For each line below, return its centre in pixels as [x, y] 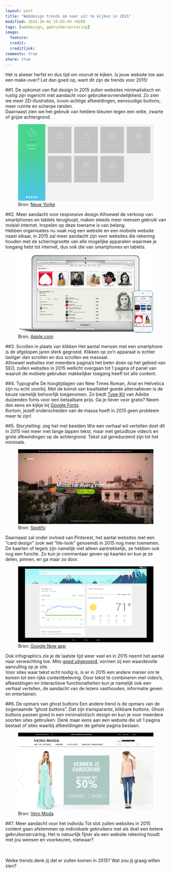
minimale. [16, 442]
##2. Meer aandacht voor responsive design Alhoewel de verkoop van [79, 214]
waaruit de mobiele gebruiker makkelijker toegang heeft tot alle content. [81, 373]
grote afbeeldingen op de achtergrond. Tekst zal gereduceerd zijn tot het [82, 436]
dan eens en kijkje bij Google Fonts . [43, 405]
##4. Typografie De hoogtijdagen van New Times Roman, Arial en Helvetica [85, 383]
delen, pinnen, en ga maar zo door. [42, 559]
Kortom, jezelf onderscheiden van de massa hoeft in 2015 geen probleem [82, 410]
